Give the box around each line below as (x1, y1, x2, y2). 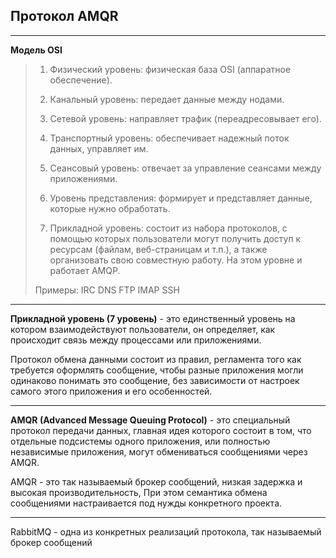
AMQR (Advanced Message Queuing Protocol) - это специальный (10, 414, 291, 426)
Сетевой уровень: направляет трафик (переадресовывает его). (49, 112, 322, 124)
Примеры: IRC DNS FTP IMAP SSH (34, 284, 180, 296)
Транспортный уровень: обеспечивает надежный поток (49, 132, 290, 144)
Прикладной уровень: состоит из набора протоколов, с (49, 222, 288, 234)
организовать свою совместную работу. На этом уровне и (49, 254, 303, 266)
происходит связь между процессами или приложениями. (10, 334, 262, 346)
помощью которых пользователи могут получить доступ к (49, 232, 302, 244)
